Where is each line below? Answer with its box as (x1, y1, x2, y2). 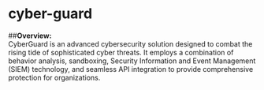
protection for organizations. (8, 73, 101, 82)
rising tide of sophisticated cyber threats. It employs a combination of (8, 47, 234, 57)
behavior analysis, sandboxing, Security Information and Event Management (8, 56, 256, 66)
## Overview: (8, 31, 52, 40)
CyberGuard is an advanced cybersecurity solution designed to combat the (8, 39, 253, 48)
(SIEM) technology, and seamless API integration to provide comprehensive (8, 64, 254, 73)
